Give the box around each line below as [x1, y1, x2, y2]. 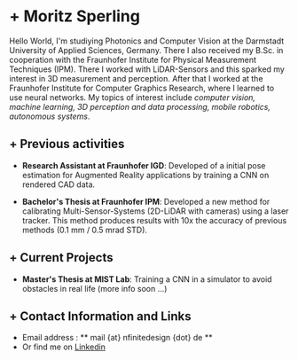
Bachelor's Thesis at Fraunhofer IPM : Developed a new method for [21, 196, 271, 207]
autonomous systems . [9, 111, 90, 121]
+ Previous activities [9, 137, 125, 152]
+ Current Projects [9, 250, 114, 265]
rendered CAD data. [21, 179, 96, 190]
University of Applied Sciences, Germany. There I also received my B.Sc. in [9, 44, 284, 55]
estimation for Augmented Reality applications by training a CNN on [21, 169, 270, 180]
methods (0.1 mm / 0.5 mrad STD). [21, 224, 148, 235]
